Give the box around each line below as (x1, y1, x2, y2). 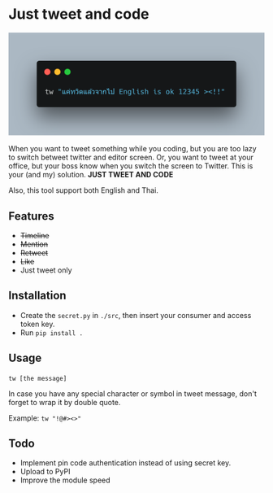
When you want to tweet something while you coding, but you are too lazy (8, 144, 258, 154)
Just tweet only (19, 265, 72, 275)
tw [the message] (8, 374, 67, 382)
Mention (19, 239, 49, 249)
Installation (8, 289, 67, 303)
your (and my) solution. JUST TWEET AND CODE (8, 170, 174, 180)
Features (8, 209, 54, 223)
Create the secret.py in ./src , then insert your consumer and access (19, 310, 252, 320)
